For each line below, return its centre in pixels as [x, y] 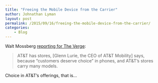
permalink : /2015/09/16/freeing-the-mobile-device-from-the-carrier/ [78, 23]
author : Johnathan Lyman [31, 14]
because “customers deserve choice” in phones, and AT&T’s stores [85, 61]
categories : [17, 28]
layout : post [18, 19]
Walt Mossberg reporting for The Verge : [46, 46]
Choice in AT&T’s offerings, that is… [41, 75]
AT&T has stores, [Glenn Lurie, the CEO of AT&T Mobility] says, [81, 56]
